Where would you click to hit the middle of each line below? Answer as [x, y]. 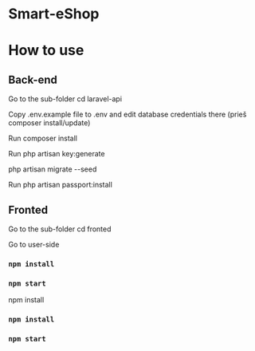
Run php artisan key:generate [57, 154]
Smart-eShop [54, 14]
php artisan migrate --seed [53, 169]
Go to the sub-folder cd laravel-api [65, 99]
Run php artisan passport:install [61, 185]
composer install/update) [49, 123]
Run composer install [43, 138]
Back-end [33, 79]
